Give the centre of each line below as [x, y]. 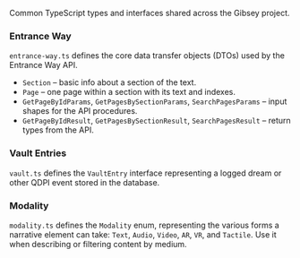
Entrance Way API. [43, 65]
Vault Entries [38, 153]
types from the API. [58, 130]
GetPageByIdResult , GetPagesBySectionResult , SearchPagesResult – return [156, 121]
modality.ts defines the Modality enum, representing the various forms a [144, 225]
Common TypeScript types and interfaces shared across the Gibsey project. [150, 13]
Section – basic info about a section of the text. [109, 82]
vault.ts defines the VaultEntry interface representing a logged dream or [146, 173]
